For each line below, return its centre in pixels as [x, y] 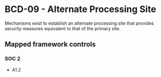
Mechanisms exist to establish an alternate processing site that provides [79, 23]
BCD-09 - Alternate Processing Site [80, 9]
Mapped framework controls [50, 45]
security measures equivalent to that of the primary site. [63, 28]
